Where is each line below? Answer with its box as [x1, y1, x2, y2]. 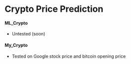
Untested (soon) [11, 31, 46, 37]
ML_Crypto [4, 20, 28, 26]
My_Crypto [4, 42, 28, 48]
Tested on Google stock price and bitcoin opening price [11, 53, 126, 59]
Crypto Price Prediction [4, 3, 104, 15]
